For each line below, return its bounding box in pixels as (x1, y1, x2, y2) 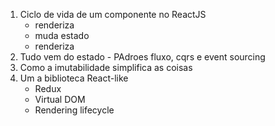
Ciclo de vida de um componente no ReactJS (19, 9, 207, 20)
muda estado (34, 30, 90, 41)
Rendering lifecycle (34, 104, 115, 116)
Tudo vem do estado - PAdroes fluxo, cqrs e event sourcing (19, 51, 266, 63)
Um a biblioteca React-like (19, 72, 129, 84)
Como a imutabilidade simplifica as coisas (19, 62, 193, 73)
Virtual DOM (34, 94, 86, 105)
